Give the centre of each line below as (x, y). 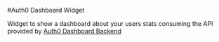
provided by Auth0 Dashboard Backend (64, 31)
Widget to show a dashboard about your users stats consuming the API (110, 23)
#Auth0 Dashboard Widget (46, 10)
